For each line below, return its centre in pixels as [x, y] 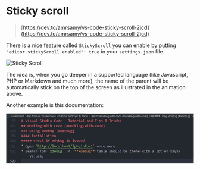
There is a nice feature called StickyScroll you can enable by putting [91, 45]
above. [15, 93]
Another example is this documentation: [55, 105]
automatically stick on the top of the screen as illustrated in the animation [96, 87]
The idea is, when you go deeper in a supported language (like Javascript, [97, 74]
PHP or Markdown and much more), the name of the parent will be [87, 81]
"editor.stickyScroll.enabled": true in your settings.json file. [85, 51]
